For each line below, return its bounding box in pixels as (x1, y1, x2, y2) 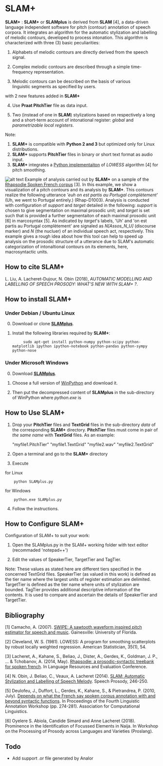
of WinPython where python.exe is (12, 394, 82, 400)
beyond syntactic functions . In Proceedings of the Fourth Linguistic (5, 698, 140, 704)
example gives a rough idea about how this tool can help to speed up (5, 233, 144, 239)
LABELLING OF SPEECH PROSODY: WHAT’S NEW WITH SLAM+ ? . (5, 281, 138, 287)
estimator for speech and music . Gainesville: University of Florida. (5, 629, 137, 635)
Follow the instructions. (12, 505, 59, 511)
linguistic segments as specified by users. (12, 83, 96, 89)
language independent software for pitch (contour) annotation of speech (5, 24, 151, 30)
